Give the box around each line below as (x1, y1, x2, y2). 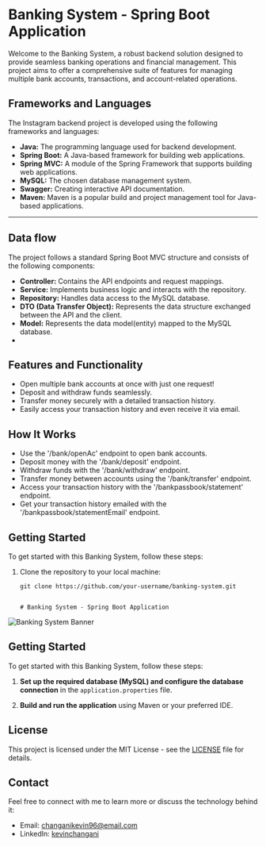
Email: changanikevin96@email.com (19, 821, 139, 830)
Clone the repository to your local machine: (19, 567, 161, 576)
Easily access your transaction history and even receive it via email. (19, 405, 241, 414)
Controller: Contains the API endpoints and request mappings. (19, 276, 224, 286)
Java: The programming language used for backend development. (19, 141, 237, 152)
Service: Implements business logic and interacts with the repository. (19, 284, 247, 294)
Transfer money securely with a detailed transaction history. (19, 396, 216, 406)
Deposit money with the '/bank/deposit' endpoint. (19, 457, 182, 467)
